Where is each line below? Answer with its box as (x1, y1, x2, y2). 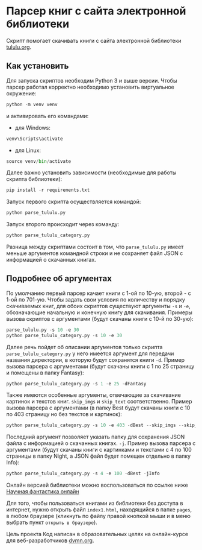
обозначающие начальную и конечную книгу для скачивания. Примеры (6, 309, 192, 316)
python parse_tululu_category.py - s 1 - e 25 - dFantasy (6, 381, 147, 387)
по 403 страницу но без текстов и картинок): (6, 411, 122, 418)
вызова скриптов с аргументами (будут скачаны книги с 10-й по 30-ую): (6, 315, 194, 322)
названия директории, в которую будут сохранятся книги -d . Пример (6, 356, 185, 363)
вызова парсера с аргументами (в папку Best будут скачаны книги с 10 (6, 404, 191, 411)
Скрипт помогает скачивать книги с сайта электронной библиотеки (6, 37, 182, 44)
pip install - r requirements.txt (6, 187, 90, 194)
